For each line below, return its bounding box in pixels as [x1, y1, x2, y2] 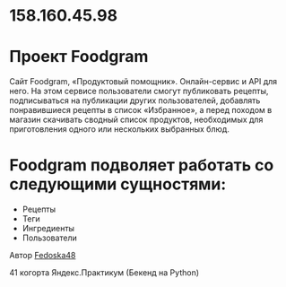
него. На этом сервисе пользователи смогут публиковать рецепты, [9, 86, 269, 97]
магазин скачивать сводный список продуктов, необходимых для [9, 114, 264, 126]
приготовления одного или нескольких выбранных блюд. [9, 124, 230, 135]
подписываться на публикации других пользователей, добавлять [9, 95, 261, 106]
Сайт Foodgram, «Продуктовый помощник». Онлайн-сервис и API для [9, 76, 278, 87]
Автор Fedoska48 [9, 250, 76, 261]
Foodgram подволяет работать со [9, 155, 274, 176]
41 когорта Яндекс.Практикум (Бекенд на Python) [9, 267, 200, 278]
